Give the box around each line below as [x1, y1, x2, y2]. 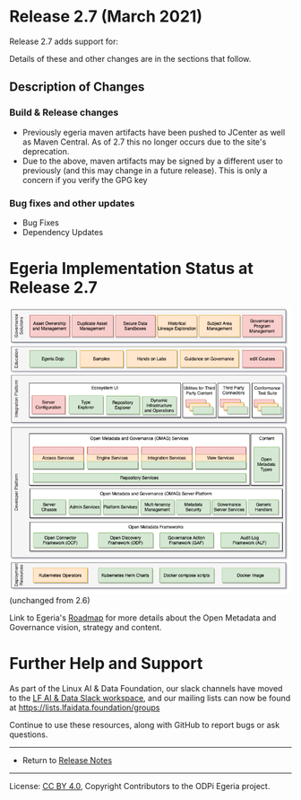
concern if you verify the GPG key [21, 174, 148, 185]
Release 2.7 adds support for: [9, 36, 119, 47]
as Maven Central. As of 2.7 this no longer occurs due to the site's [21, 136, 267, 147]
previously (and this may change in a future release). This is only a [21, 164, 268, 176]
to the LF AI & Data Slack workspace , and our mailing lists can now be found [9, 693, 291, 704]
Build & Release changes [9, 106, 119, 119]
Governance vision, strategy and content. [9, 622, 162, 633]
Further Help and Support [9, 654, 203, 674]
